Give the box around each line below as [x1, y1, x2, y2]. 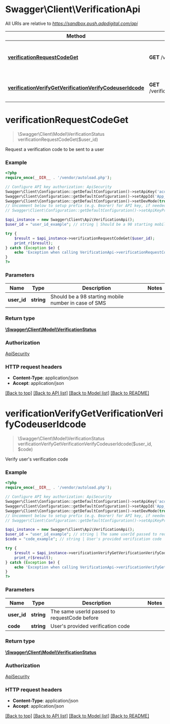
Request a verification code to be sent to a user [5, 146, 104, 152]
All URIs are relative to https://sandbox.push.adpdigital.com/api [5, 20, 138, 26]
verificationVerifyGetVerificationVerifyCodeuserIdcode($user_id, [17, 441, 153, 447]
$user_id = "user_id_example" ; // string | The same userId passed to [5, 532, 157, 537]
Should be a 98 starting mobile [50, 293, 124, 300]
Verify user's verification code [5, 456, 68, 462]
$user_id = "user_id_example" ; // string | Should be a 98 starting [5, 222, 153, 227]
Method [66, 32, 86, 39]
